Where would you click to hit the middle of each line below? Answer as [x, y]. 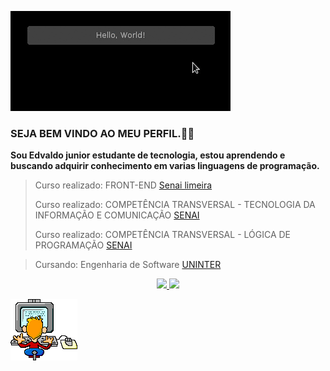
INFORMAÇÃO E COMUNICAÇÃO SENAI [117, 215]
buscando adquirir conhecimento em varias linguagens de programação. [165, 166]
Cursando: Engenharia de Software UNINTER [128, 265]
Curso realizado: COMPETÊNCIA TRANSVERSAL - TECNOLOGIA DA [175, 205]
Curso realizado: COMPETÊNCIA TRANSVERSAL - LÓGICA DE [163, 235]
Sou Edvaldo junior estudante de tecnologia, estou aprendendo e [148, 155]
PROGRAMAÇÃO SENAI [83, 245]
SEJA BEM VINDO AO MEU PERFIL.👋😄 [102, 133]
